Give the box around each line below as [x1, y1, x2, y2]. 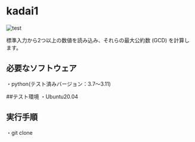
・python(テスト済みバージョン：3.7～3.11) [6, 80, 112, 87]
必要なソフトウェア [6, 63, 77, 73]
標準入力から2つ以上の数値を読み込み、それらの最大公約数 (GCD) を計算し [6, 36, 190, 44]
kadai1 [6, 4, 39, 18]
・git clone [6, 129, 33, 136]
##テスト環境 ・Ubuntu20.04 [6, 92, 79, 100]
